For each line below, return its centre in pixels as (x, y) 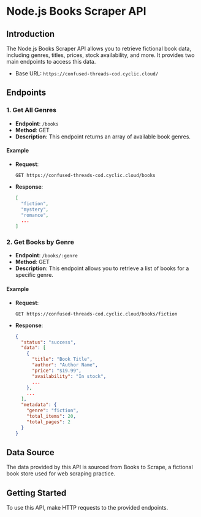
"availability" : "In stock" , (69, 376)
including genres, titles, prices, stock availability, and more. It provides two (100, 55)
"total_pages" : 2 (49, 422)
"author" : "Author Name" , (65, 365)
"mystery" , (35, 209)
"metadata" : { (39, 405)
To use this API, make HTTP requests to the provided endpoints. (87, 508)
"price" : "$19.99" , (56, 371)
